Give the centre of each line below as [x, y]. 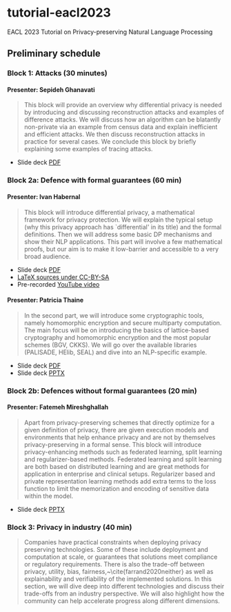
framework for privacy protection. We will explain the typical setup [118, 220]
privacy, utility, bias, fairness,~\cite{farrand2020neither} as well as [119, 572]
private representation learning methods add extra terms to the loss [120, 481]
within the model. [49, 496]
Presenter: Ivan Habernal [44, 197]
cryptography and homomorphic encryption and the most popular [118, 337]
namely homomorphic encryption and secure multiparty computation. [123, 323]
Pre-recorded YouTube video [58, 284]
